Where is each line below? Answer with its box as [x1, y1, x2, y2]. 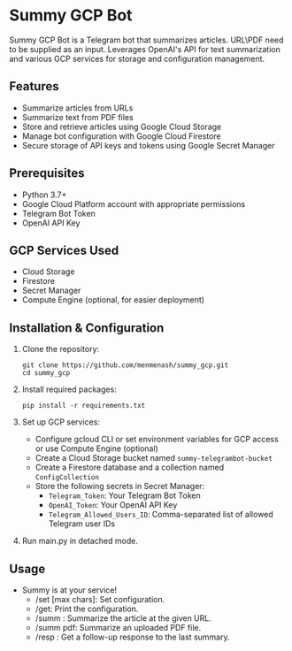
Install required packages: [21, 384, 117, 394]
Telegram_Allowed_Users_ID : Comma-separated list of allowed [48, 509, 274, 520]
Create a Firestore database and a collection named [35, 462, 225, 473]
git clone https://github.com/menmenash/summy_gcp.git [21, 361, 229, 370]
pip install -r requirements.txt [21, 402, 146, 410]
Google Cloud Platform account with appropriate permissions [21, 198, 246, 209]
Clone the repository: [21, 344, 100, 355]
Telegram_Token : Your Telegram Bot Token [48, 490, 201, 501]
